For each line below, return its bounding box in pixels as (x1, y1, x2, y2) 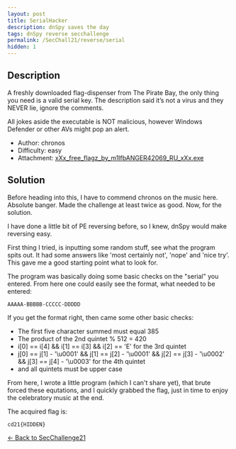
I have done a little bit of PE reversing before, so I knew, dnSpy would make (7, 221, 227, 231)
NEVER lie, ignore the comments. (7, 104, 104, 112)
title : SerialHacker (7, 17, 69, 24)
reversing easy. (7, 229, 52, 238)
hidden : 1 (7, 43, 37, 50)
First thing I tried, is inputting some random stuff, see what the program (7, 243, 215, 252)
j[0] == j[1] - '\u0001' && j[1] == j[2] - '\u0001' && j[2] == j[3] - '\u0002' (17, 349, 225, 358)
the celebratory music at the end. (7, 393, 105, 401)
